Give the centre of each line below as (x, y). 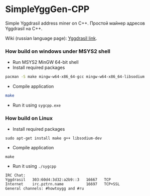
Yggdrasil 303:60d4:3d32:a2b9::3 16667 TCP (58, 180)
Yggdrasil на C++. (24, 28)
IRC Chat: (16, 175)
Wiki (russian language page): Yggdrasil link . (51, 38)
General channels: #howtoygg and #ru (45, 189)
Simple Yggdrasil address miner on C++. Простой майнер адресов (75, 23)
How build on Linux (29, 118)
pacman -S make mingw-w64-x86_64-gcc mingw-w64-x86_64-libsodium (75, 77)
